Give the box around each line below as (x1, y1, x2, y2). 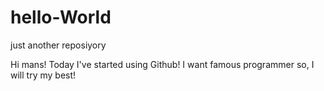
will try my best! (10, 69, 77, 81)
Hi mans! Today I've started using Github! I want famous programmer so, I (10, 58, 315, 70)
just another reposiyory (10, 39, 107, 51)
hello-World (10, 6, 112, 29)
